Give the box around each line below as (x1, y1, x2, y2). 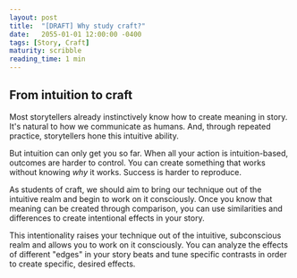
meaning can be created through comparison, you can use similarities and (9, 203, 284, 214)
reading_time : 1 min (9, 55, 87, 63)
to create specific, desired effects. (9, 258, 136, 269)
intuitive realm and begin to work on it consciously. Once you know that (9, 193, 273, 204)
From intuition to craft (9, 88, 132, 103)
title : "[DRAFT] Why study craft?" (9, 21, 146, 30)
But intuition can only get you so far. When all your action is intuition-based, (9, 147, 289, 158)
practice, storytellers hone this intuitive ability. (9, 131, 179, 141)
